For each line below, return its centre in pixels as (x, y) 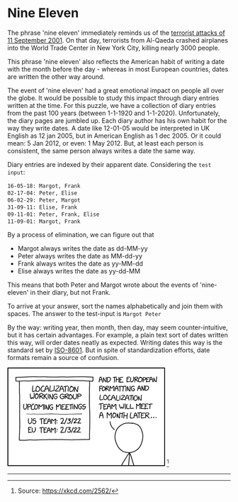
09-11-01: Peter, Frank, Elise (53, 214)
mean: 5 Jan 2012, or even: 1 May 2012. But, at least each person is (106, 143)
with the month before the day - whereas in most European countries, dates (118, 69)
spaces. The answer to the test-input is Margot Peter (84, 313)
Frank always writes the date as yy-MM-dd (80, 263)
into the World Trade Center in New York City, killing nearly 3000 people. (114, 48)
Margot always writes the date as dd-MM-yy (83, 248)
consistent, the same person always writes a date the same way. (102, 151)
